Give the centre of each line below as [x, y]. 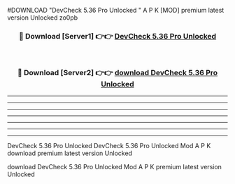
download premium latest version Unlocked [70, 153]
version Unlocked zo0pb [43, 18]
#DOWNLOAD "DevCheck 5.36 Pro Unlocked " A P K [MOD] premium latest [116, 10]
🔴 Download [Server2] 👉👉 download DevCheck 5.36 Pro [117, 73]
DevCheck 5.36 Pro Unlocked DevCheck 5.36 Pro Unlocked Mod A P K [109, 145]
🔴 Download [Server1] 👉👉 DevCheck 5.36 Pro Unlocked [117, 36]
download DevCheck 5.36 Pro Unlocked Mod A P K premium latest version [115, 166]
